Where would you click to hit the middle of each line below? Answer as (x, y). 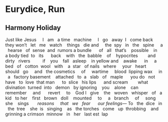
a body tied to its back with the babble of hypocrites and (80, 55)
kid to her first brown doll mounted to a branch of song (80, 98)
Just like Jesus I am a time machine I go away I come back (79, 39)
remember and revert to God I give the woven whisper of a (84, 93)
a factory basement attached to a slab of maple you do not (81, 77)
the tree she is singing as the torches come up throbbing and (83, 109)
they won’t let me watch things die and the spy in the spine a (84, 45)
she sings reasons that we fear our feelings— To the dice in (84, 103)
